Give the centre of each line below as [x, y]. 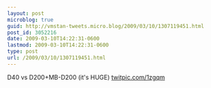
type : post [23, 52]
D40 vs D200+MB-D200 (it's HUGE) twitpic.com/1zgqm [86, 77]
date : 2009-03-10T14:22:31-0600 [53, 39]
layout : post [26, 13]
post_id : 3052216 [32, 32]
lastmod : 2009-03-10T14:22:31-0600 [58, 45]
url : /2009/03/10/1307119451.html [57, 58]
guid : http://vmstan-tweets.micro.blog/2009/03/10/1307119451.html [106, 26]
